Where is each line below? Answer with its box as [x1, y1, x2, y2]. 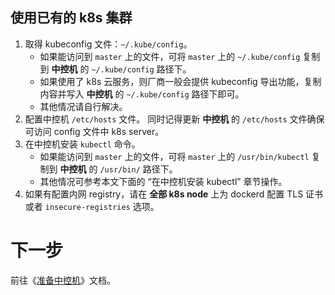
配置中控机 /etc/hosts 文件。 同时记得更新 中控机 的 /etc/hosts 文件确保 [24, 113, 325, 125]
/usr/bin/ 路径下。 [99, 163, 178, 175]
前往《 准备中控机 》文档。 [10, 274, 116, 286]
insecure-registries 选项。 [44, 200, 160, 212]
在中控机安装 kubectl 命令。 [24, 138, 141, 150]
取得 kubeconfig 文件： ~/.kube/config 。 [24, 38, 193, 50]
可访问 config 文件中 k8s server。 [24, 125, 165, 137]
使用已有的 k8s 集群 [10, 9, 133, 27]
